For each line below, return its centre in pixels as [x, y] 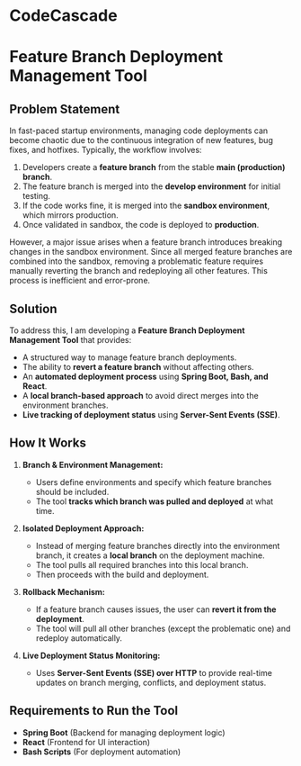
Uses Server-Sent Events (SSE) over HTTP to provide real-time [154, 672]
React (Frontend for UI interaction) [86, 742]
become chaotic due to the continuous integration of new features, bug [142, 140]
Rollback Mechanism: [64, 591]
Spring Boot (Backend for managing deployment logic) [124, 732]
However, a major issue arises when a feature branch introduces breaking [146, 242]
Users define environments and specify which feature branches [154, 482]
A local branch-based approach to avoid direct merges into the [140, 396]
